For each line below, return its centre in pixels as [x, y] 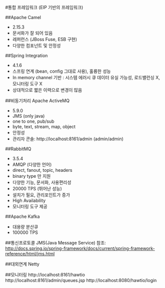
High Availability [29, 200]
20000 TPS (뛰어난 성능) [37, 189]
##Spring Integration [26, 56]
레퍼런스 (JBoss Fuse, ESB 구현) [45, 39]
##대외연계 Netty [22, 264]
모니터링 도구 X [27, 84]
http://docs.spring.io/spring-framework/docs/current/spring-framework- [80, 248]
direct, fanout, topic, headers [42, 170]
